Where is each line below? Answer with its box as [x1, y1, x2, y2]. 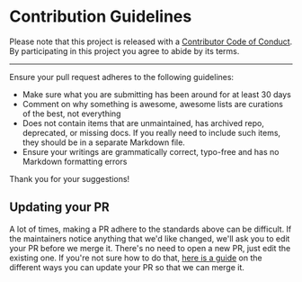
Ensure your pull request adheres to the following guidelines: [9, 71, 235, 82]
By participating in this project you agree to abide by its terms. [9, 45, 240, 56]
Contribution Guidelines [9, 6, 192, 27]
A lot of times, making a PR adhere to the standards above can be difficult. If [9, 223, 292, 234]
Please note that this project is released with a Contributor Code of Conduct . [9, 36, 293, 47]
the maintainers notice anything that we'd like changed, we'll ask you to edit [9, 232, 290, 244]
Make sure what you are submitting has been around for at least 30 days [22, 88, 292, 100]
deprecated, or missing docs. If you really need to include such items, [22, 127, 281, 138]
